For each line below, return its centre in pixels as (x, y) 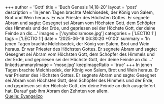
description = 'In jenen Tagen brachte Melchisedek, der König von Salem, (80, 12)
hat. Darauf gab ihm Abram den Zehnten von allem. (57, 91)
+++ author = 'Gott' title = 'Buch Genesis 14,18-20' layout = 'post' (71, 7)
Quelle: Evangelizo (24, 96)
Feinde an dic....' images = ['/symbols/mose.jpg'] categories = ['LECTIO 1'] (81, 33)
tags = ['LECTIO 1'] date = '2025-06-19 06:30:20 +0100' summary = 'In (78, 38)
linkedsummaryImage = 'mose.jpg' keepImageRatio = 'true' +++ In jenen (79, 65)
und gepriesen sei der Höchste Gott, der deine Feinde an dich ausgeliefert (81, 86)
